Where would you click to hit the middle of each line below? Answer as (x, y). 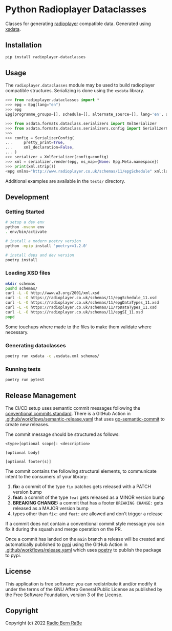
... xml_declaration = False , (40, 148)
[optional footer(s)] (28, 461)
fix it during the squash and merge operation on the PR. (64, 529)
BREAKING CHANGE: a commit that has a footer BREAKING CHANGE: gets (88, 502)
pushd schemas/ (21, 288)
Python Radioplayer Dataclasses (76, 9)
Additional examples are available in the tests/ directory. (65, 181)
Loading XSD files (28, 273)
